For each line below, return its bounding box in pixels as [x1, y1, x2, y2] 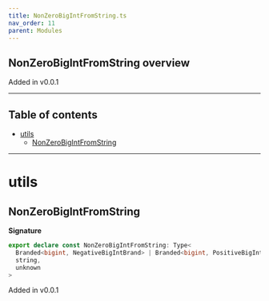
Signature [8, 226, 42, 236]
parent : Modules [8, 26, 62, 34]
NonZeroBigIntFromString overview [8, 56, 191, 69]
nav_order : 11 [8, 19, 56, 27]
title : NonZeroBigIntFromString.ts [8, 11, 127, 20]
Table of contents [8, 108, 98, 121]
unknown [15, 263, 42, 271]
